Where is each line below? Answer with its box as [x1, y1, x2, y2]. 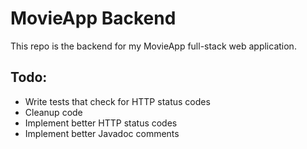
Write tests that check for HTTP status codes [24, 95, 211, 107]
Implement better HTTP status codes [24, 117, 178, 129]
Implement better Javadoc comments [24, 127, 180, 139]
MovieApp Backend [10, 7, 177, 30]
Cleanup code [24, 106, 83, 118]
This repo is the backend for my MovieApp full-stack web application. [10, 40, 297, 52]
